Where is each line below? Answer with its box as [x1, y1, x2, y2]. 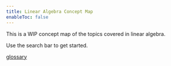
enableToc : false [6, 14, 49, 20]
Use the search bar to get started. [6, 42, 88, 49]
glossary [6, 53, 28, 60]
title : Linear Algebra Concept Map [6, 8, 93, 15]
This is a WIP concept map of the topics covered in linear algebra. [6, 30, 166, 37]
